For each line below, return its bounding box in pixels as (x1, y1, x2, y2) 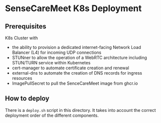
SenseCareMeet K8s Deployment (5, 3, 142, 14)
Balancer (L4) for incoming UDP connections (12, 49, 102, 55)
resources (12, 76, 32, 81)
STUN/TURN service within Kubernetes (12, 60, 91, 65)
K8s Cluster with (5, 35, 38, 41)
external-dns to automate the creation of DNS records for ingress (12, 70, 143, 76)
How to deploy (5, 94, 50, 103)
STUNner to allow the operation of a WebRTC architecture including (12, 55, 147, 61)
